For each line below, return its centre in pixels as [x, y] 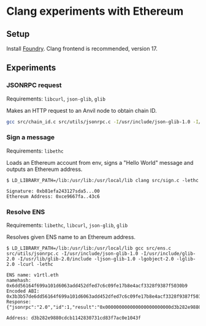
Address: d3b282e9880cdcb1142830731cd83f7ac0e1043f [74, 318]
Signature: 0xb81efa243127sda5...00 [53, 191]
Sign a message [31, 137]
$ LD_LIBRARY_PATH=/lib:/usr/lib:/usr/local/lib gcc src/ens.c [89, 248]
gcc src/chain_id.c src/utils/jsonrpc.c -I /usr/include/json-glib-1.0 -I [103, 122]
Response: [19, 302]
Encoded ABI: [23, 291]
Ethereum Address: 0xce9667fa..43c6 [53, 196]
